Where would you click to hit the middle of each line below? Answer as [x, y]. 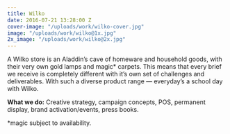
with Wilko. [23, 89]
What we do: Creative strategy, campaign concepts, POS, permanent [107, 102]
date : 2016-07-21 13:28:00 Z [49, 20]
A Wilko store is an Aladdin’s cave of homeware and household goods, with [115, 59]
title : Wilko [26, 14]
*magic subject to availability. [49, 123]
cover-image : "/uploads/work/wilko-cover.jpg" [76, 26]
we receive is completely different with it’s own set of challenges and [106, 74]
